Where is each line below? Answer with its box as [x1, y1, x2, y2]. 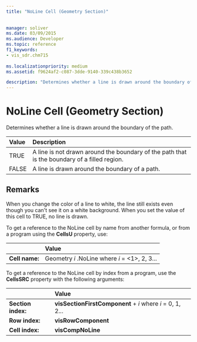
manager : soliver [6, 25, 49, 31]
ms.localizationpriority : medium [6, 63, 88, 69]
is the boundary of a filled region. [32, 155, 124, 163]
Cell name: [9, 254, 40, 262]
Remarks [6, 185, 40, 195]
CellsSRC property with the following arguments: [6, 276, 125, 283]
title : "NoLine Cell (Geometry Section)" [6, 8, 109, 15]
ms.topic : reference [6, 42, 57, 48]
